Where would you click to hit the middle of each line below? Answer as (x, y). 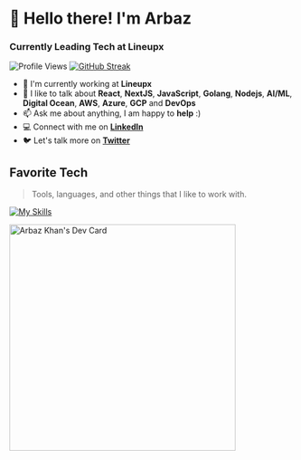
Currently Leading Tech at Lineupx (87, 47)
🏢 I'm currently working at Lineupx (87, 84)
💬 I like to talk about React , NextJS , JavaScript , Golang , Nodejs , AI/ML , (157, 93)
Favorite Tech (49, 172)
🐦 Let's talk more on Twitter (76, 140)
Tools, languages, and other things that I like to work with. (139, 195)
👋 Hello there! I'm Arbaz (100, 19)
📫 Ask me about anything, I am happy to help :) (112, 113)
